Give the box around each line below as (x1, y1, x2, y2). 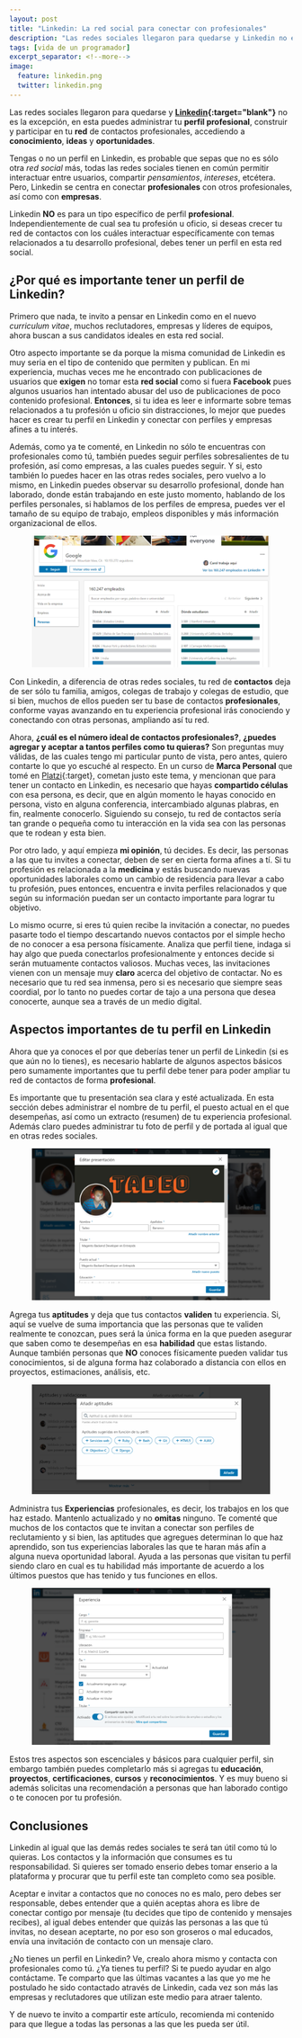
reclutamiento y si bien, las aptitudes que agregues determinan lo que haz (9, 1532, 284, 1542)
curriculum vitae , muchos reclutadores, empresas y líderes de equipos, (9, 320, 273, 331)
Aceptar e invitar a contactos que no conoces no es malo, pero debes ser (9, 1889, 281, 1899)
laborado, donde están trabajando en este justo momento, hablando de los (9, 488, 286, 499)
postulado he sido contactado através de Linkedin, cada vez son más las (9, 1982, 279, 1993)
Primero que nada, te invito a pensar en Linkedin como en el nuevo (9, 310, 257, 321)
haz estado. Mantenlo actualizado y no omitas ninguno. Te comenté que (9, 1512, 278, 1524)
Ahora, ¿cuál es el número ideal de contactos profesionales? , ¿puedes (9, 731, 277, 742)
